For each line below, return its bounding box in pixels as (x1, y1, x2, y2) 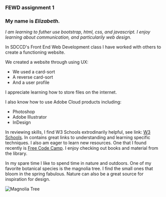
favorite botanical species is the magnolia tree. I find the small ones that (5, 165, 153, 172)
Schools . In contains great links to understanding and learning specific (5, 135, 150, 141)
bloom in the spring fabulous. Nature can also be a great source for (5, 171, 144, 177)
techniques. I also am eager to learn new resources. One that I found (5, 140, 146, 146)
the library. (5, 150, 27, 157)
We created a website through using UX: (5, 59, 88, 65)
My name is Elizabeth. (5, 17, 60, 24)
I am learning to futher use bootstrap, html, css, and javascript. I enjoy (5, 29, 150, 35)
